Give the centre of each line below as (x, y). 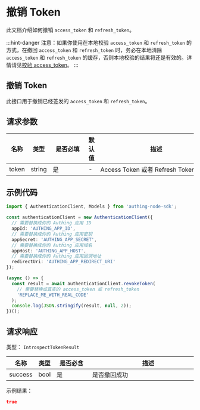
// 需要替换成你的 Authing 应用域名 (52, 245)
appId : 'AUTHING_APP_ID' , (44, 229)
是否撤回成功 (110, 375)
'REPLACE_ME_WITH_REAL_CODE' (53, 295)
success (21, 374)
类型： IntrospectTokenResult (43, 347)
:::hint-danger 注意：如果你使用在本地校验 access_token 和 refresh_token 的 (99, 42)
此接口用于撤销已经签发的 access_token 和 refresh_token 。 (78, 101)
